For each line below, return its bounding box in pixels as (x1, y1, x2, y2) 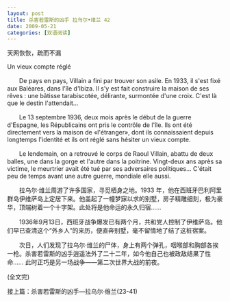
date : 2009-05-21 (7, 23, 57, 30)
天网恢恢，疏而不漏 (7, 49, 62, 57)
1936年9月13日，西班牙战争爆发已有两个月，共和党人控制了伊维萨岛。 (18, 218, 217, 226)
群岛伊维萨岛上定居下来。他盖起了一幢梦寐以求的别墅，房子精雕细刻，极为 (7, 195, 217, 203)
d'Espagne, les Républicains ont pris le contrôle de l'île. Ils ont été (7, 121, 193, 129)
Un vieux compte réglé (7, 62, 72, 71)
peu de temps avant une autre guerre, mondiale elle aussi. (7, 172, 171, 181)
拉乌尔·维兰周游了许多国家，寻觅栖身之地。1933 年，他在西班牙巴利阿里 (18, 186, 222, 194)
